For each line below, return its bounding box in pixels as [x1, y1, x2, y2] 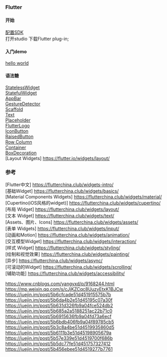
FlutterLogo [5, 122, 30, 129]
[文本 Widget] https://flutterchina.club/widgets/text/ [5, 212, 114, 219]
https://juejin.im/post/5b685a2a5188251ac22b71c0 [5, 308, 113, 314]
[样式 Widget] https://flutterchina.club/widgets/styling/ [5, 245, 120, 251]
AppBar [5, 95, 22, 101]
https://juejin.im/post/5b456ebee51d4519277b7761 [5, 346, 113, 352]
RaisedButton [5, 133, 34, 140]
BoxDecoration [5, 150, 37, 156]
